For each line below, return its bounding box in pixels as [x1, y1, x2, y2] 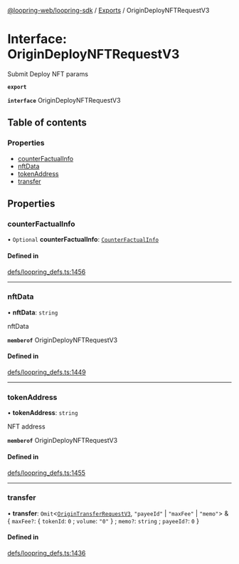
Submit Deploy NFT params [7, 69, 89, 78]
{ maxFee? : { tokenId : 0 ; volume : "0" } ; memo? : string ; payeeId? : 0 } [7, 516, 199, 525]
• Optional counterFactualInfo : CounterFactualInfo [7, 235, 159, 244]
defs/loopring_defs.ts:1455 [7, 468, 86, 477]
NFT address [7, 422, 46, 431]
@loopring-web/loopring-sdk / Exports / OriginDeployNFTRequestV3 [7, 6, 210, 14]
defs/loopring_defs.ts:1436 [7, 549, 86, 558]
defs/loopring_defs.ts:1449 [7, 368, 87, 376]
